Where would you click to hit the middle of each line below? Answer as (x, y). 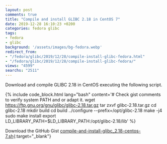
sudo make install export (31, 116)
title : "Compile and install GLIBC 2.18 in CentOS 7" (63, 19)
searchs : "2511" (22, 71)
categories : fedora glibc (32, 29)
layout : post (19, 10)
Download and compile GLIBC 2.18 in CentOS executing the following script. (84, 85)
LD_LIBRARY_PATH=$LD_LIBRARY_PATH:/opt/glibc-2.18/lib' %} (70, 121)
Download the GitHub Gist (32, 131)
